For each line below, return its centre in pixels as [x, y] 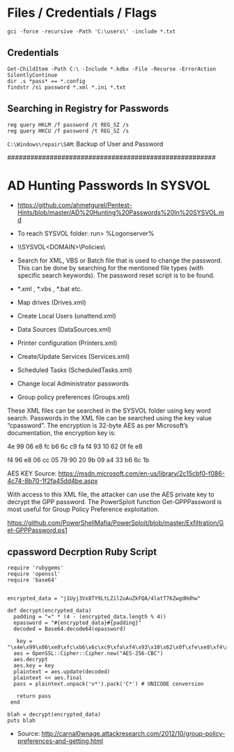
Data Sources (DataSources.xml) [64, 329]
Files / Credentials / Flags [82, 13]
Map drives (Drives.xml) [52, 302]
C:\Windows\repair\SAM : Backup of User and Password [85, 144]
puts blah [22, 721]
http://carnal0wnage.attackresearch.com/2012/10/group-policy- [133, 734]
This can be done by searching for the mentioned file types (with [110, 267]
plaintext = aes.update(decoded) [62, 672]
